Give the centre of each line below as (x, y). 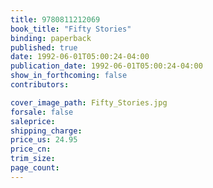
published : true (44, 47)
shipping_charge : (46, 131)
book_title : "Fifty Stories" (71, 29)
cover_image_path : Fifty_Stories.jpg (89, 102)
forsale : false (42, 112)
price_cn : (31, 149)
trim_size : (33, 159)
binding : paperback (51, 38)
